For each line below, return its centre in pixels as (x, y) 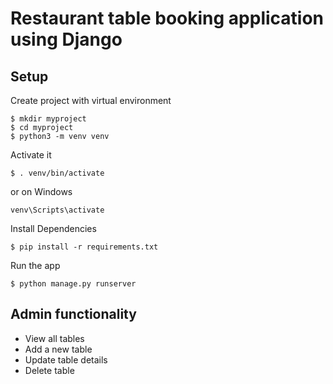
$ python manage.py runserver (73, 284)
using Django (66, 39)
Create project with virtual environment (91, 100)
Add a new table (58, 349)
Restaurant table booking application (167, 18)
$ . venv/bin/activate (57, 173)
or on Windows (41, 191)
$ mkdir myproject (48, 119)
